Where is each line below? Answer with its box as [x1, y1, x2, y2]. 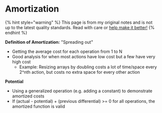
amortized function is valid [12, 103, 65, 109]
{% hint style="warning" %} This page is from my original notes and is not [5, 19, 153, 25]
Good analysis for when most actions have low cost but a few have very [12, 53, 156, 59]
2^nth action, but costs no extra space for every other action [19, 69, 140, 75]
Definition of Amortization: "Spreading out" [5, 39, 93, 45]
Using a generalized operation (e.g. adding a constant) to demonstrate [12, 88, 153, 94]
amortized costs [12, 93, 44, 99]
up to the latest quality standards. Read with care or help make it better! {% [5, 24, 155, 30]
